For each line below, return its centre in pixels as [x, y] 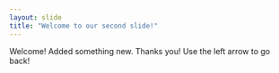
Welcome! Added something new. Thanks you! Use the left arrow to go [140, 51]
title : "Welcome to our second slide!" [84, 26]
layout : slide [36, 17]
